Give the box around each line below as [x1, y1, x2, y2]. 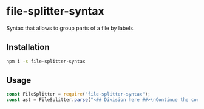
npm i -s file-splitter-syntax [6, 58, 86, 65]
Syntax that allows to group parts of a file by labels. [6, 24, 135, 32]
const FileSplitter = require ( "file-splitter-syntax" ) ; [6, 91, 151, 97]
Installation [6, 42, 50, 52]
